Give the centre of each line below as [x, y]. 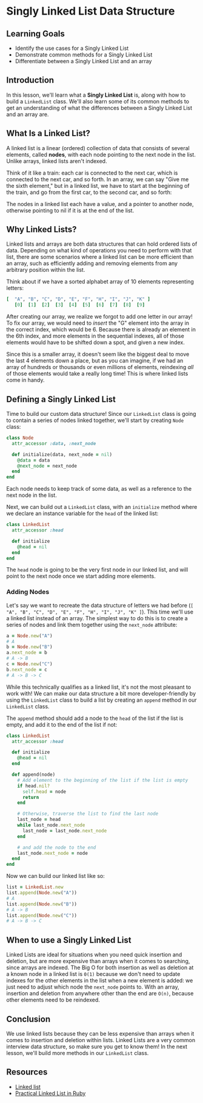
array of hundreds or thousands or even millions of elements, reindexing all [100, 367]
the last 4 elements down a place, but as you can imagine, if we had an [95, 361]
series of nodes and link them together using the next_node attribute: [92, 624]
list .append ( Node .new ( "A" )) [42, 893]
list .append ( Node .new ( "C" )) [42, 915]
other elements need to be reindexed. [53, 1000]
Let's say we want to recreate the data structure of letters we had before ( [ [100, 605]
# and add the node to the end [57, 847]
